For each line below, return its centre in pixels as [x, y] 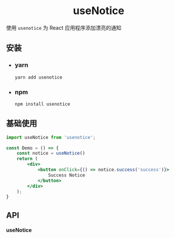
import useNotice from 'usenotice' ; [51, 137]
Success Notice [66, 175]
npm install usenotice [42, 104]
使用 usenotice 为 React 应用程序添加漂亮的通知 [64, 28]
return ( [27, 159]
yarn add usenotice [38, 77]
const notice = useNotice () [51, 154]
